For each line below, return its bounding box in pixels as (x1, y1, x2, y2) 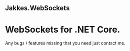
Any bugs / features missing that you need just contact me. (5, 40, 126, 46)
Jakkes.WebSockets (5, 4, 70, 12)
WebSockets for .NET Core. (5, 24, 121, 35)
